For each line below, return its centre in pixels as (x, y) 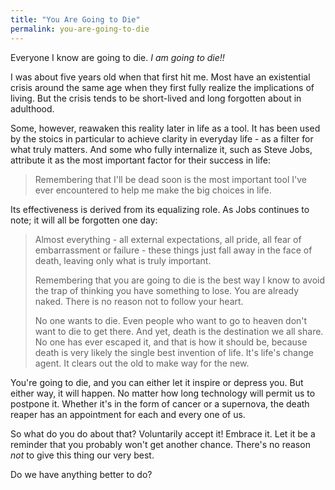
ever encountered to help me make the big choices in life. (153, 190)
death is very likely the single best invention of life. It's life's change (174, 352)
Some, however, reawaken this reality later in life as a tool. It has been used (165, 128)
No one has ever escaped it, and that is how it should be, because (171, 342)
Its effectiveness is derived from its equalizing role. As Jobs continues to (160, 209)
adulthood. (32, 108)
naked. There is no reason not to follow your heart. (139, 301)
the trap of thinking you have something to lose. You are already (167, 290)
